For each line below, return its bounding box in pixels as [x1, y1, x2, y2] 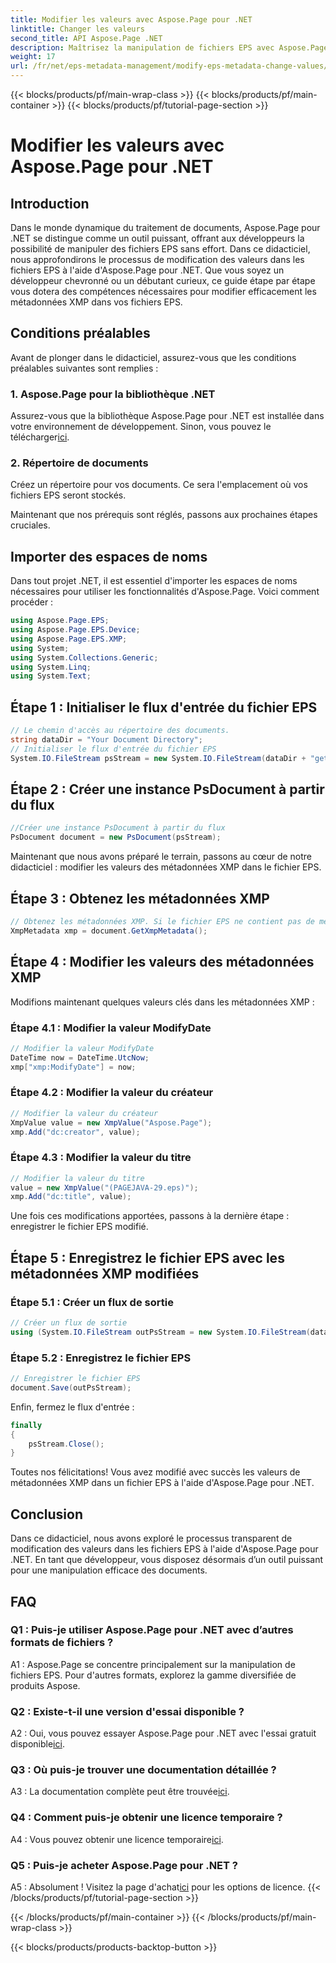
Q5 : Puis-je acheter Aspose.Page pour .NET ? [10, 1858, 238, 1872]
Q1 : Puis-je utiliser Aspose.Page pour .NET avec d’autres [10, 1623, 294, 1637]
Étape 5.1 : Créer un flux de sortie [10, 1295, 174, 1309]
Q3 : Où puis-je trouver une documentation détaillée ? [10, 1763, 277, 1777]
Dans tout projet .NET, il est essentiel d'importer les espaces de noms [10, 575, 298, 587]
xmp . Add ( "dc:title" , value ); [10, 1192, 132, 1202]
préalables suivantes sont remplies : [10, 362, 159, 374]
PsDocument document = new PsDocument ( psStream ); [10, 832, 222, 843]
